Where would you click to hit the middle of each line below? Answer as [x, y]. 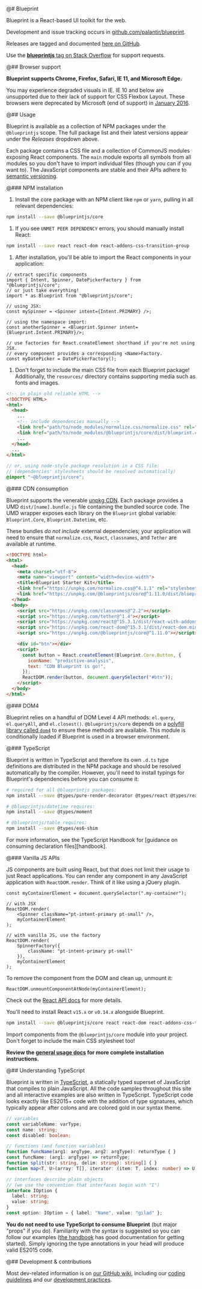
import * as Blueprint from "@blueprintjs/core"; [70, 296]
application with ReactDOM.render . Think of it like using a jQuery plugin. [93, 882]
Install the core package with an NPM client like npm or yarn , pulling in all [104, 200]
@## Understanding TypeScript [46, 1070]
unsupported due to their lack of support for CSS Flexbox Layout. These [96, 96]
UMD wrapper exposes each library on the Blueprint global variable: [91, 513]
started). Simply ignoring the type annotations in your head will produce [95, 1243]
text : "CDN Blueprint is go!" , [67, 666]
